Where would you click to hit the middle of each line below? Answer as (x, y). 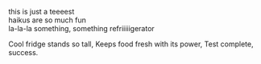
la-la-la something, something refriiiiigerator (81, 28)
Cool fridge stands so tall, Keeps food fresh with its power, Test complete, (131, 44)
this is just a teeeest (41, 12)
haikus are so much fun (48, 20)
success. (23, 52)
